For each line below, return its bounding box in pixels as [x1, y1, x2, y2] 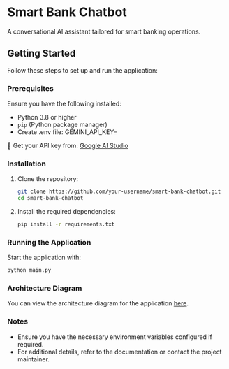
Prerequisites [7, 83, 54, 93]
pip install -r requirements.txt [17, 221, 115, 228]
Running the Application [7, 237, 91, 247]
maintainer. [17, 354, 50, 363]
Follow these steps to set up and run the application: [7, 66, 158, 74]
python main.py [7, 267, 52, 274]
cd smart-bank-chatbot [17, 195, 84, 202]
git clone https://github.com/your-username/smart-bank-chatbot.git [17, 188, 221, 196]
